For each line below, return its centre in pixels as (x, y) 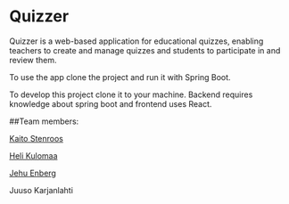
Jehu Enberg (33, 173)
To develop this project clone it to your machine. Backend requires (131, 94)
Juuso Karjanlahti (41, 190)
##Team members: (44, 121)
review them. (33, 60)
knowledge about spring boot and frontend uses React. (111, 103)
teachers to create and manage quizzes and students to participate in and (145, 50)
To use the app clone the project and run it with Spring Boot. (120, 77)
